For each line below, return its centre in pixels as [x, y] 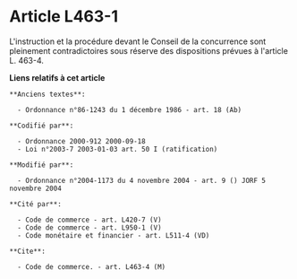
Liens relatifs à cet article [57, 77]
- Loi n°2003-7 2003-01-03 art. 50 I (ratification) [118, 149]
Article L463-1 [64, 17]
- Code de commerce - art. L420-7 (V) [90, 220]
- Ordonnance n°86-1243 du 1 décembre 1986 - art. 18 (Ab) [130, 109]
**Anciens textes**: [48, 94]
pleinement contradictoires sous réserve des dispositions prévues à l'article [149, 50]
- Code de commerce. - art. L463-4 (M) [92, 266]
